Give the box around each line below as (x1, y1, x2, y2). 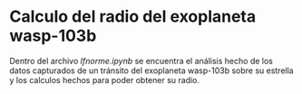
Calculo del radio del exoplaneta (9, 6, 257, 27)
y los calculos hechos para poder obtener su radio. (9, 74, 200, 85)
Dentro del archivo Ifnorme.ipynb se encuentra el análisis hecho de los (9, 55, 274, 66)
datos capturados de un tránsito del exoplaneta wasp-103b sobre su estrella (9, 65, 294, 76)
